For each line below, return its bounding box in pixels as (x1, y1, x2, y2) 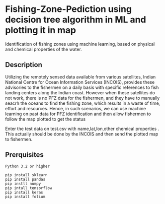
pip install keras (5, 190, 43, 195)
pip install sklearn (5, 172, 48, 177)
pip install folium (5, 194, 46, 199)
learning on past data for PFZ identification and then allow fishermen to (5, 111, 151, 117)
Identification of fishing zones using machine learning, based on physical (5, 41, 155, 47)
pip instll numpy (5, 181, 41, 186)
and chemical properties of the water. (5, 46, 82, 52)
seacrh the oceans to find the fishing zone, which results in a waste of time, (5, 100, 161, 106)
